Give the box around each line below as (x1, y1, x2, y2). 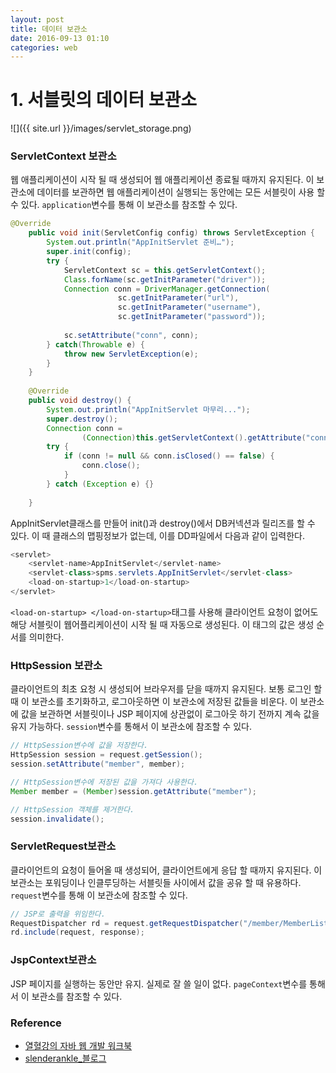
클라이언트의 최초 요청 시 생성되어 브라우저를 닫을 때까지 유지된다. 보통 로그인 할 (10, 683, 323, 695)
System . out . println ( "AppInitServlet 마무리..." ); (46, 404, 251, 415)
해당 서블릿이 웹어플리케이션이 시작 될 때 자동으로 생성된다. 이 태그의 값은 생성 (10, 618, 315, 630)
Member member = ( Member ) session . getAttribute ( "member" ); (10, 786, 257, 796)
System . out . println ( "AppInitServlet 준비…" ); (46, 237, 235, 248)
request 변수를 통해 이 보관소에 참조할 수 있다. (10, 889, 188, 901)
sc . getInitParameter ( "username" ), (117, 302, 262, 313)
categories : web (10, 42, 78, 53)
